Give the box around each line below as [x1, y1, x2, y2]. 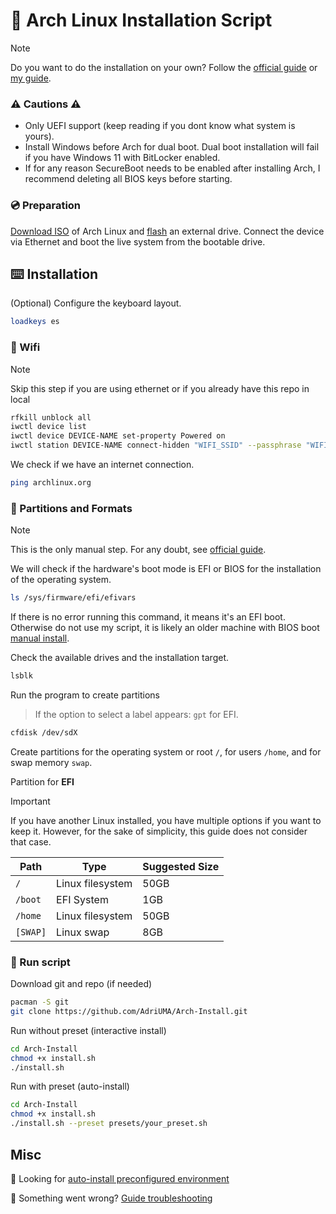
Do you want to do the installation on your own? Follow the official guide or [10, 61, 318, 73]
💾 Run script [10, 955, 71, 969]
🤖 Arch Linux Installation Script [10, 9, 273, 32]
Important [10, 795, 51, 807]
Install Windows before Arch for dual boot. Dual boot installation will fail [24, 141, 320, 153]
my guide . [10, 72, 52, 84]
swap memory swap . [10, 756, 93, 768]
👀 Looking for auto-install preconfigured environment [10, 1172, 230, 1184]
